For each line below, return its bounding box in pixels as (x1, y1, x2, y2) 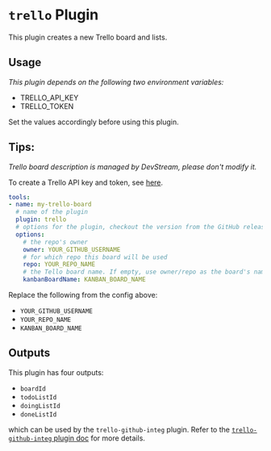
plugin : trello (15, 215, 67, 223)
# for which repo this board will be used (23, 253, 168, 261)
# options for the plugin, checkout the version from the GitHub (15, 223, 240, 232)
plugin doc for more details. (53, 433, 145, 443)
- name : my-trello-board (8, 200, 92, 209)
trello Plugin (8, 6, 99, 24)
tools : (8, 193, 31, 201)
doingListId (19, 402, 60, 410)
